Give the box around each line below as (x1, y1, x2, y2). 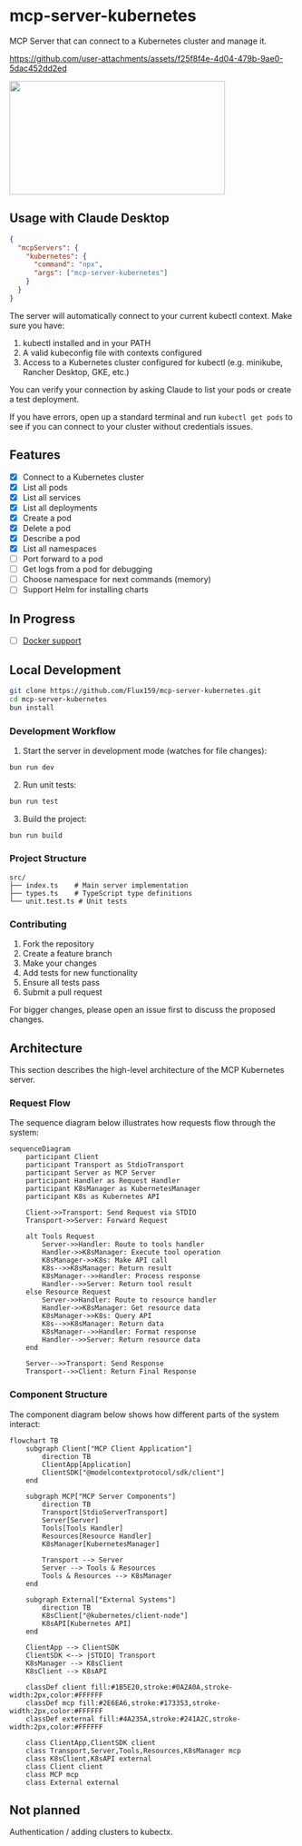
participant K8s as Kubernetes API (25, 1192, 161, 1202)
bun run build (9, 830, 63, 840)
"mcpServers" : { (17, 243, 79, 253)
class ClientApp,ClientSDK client (25, 1738, 156, 1747)
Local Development (9, 662, 122, 678)
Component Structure (9, 1388, 108, 1401)
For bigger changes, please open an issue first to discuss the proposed (9, 1005, 276, 1016)
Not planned (9, 1802, 81, 1818)
